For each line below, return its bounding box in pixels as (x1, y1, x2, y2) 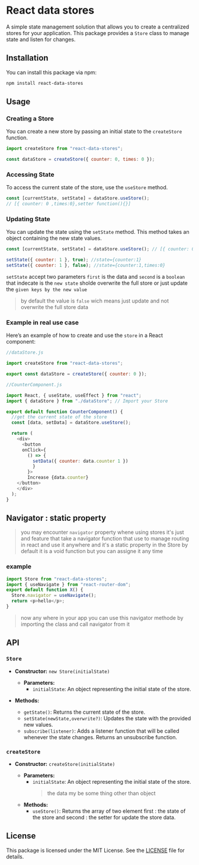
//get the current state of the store (11, 414, 108, 420)
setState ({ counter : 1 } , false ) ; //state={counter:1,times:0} (6, 262, 166, 269)
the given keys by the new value (6, 286, 88, 293)
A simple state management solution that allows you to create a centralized (6, 23, 190, 30)
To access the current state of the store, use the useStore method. (6, 184, 168, 191)
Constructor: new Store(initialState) (14, 667, 110, 675)
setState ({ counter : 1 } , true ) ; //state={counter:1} (6, 257, 142, 263)
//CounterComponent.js (6, 381, 62, 387)
